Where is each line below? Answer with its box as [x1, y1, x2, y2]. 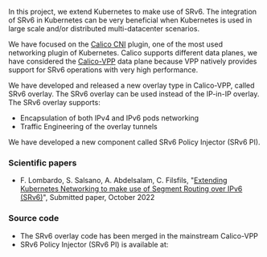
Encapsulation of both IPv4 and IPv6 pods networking [19, 113, 199, 123]
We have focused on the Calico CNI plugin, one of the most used [8, 39, 224, 49]
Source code [8, 213, 60, 224]
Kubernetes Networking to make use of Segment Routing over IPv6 [19, 184, 243, 194]
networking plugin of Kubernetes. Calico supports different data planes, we [8, 48, 258, 57]
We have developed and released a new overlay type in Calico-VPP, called [8, 80, 255, 90]
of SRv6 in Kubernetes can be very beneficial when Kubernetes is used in [8, 15, 253, 25]
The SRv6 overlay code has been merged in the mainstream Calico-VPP [19, 230, 259, 240]
